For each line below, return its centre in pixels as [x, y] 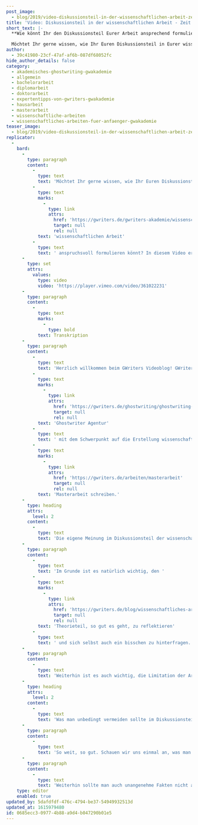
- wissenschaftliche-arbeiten [48, 116]
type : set [39, 264]
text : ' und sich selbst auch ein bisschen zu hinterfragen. [114, 643]
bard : [24, 148]
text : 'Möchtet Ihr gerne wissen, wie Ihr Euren [98, 182]
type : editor [33, 791]
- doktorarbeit [30, 94]
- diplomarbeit [30, 88]
